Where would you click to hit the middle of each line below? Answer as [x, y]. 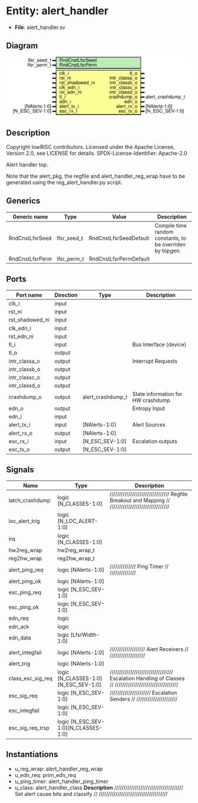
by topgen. [168, 251]
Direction [66, 295]
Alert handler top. [27, 165]
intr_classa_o [24, 361]
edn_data [20, 638]
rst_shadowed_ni [29, 320]
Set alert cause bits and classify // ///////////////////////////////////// [91, 794]
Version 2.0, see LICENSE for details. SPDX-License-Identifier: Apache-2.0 [97, 153]
